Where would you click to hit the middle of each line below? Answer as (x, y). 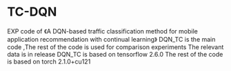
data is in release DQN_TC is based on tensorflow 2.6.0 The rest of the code (115, 54)
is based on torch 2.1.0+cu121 (49, 61)
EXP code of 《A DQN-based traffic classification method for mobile (102, 31)
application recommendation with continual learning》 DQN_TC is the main (111, 39)
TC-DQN (32, 12)
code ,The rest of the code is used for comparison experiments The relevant (115, 47)
